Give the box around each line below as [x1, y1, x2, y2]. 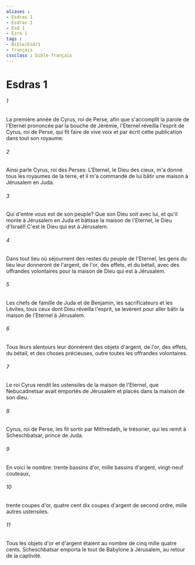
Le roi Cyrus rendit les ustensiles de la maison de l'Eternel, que [6, 381, 159, 389]
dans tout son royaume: [6, 135, 64, 142]
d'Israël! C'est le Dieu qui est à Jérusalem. [6, 223, 109, 230]
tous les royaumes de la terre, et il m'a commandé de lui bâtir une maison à [6, 173, 189, 180]
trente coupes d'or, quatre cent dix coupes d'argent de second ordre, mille [6, 501, 187, 508]
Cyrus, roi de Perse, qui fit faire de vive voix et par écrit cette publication [6, 128, 183, 136]
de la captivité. [6, 552, 42, 560]
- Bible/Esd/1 [6, 42, 41, 48]
